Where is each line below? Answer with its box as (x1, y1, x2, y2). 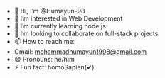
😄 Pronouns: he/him (14, 55, 75, 63)
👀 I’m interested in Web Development (14, 14, 123, 23)
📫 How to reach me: (14, 38, 75, 45)
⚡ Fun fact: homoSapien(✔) (14, 63, 95, 71)
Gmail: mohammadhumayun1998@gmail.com (14, 48, 147, 56)
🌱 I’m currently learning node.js (14, 22, 107, 30)
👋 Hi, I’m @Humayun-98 (14, 7, 85, 15)
